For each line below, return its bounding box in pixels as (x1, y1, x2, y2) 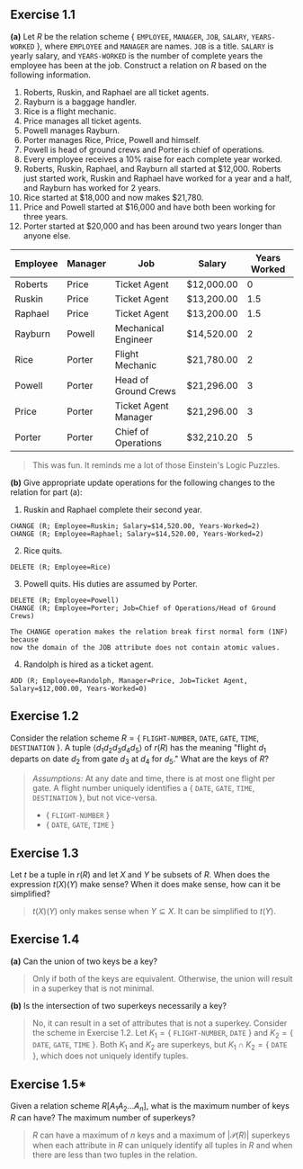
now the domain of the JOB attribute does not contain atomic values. (10, 643, 281, 652)
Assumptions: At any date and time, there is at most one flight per (31, 773, 275, 784)
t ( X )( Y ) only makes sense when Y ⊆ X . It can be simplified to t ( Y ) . (31, 906, 277, 917)
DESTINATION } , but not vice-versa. (31, 792, 158, 804)
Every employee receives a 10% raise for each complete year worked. (22, 153, 282, 165)
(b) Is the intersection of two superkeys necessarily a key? (10, 1000, 227, 1011)
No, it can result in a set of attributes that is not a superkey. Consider (31, 1017, 288, 1029)
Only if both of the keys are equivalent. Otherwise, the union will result (31, 973, 293, 984)
